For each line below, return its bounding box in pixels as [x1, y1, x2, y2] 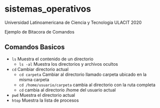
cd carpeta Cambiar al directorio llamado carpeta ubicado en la [19, 72, 147, 77]
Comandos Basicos [4, 43, 65, 52]
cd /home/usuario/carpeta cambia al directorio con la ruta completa [19, 82, 156, 88]
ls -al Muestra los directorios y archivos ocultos [19, 61, 118, 67]
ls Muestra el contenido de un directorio [11, 56, 93, 62]
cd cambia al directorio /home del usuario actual [19, 87, 116, 93]
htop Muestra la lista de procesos [11, 97, 79, 103]
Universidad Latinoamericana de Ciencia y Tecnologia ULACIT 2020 [4, 19, 142, 25]
